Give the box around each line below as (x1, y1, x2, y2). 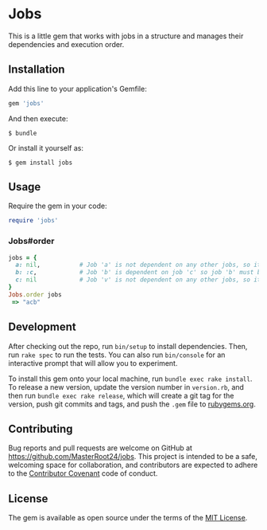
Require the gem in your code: (8, 201, 107, 211)
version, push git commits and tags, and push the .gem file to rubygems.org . (8, 399, 257, 409)
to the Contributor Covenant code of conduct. (8, 469, 158, 478)
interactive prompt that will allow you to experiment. (8, 358, 178, 367)
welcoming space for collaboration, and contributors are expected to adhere (8, 460, 258, 470)
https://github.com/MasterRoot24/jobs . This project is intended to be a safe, (8, 452, 258, 461)
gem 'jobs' (8, 99, 44, 108)
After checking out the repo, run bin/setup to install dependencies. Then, (8, 341, 248, 351)
